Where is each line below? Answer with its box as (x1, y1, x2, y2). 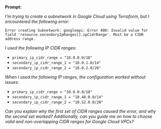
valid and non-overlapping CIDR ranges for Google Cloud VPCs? (5, 119, 134, 124)
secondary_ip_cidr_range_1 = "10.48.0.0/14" (12, 95, 103, 99)
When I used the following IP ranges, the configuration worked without (5, 74, 146, 80)
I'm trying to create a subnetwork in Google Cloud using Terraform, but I (5, 14, 149, 19)
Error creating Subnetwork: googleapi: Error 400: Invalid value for (5, 28, 148, 33)
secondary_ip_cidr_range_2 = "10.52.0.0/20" (12, 100, 103, 105)
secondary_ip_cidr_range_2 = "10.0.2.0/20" (12, 65, 102, 70)
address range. (5, 36, 36, 41)
